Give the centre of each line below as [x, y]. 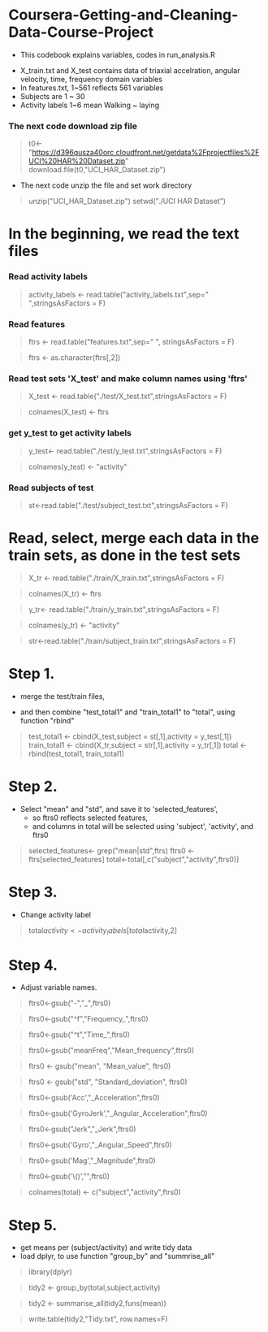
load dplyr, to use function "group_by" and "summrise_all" [117, 1256]
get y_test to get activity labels [70, 433]
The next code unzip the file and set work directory [106, 185]
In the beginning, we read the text [124, 234]
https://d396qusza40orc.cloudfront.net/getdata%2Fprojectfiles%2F [146, 153]
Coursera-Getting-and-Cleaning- [123, 15]
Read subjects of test [51, 488]
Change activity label [56, 914]
